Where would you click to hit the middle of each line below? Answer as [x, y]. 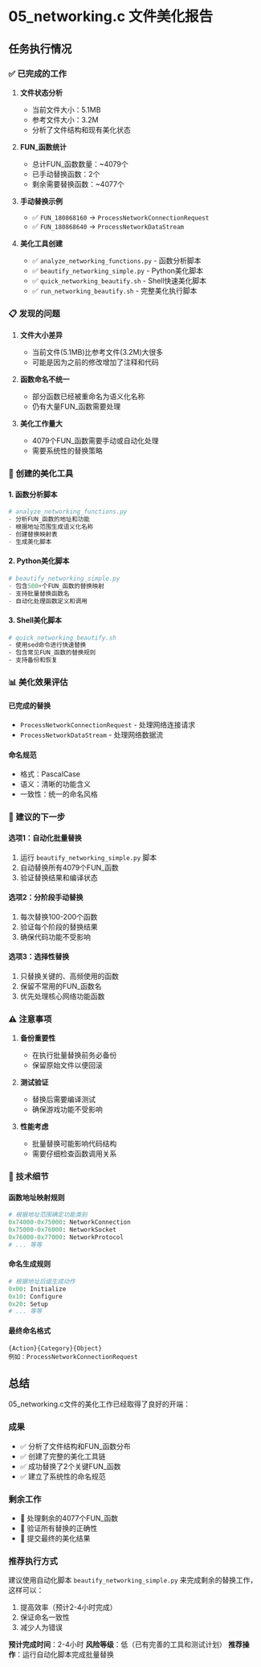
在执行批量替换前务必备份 [74, 1056]
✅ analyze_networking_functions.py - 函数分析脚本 [116, 260]
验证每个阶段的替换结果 [59, 927]
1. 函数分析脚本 [33, 494]
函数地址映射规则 [37, 1197]
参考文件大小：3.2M [65, 119]
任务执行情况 [40, 49]
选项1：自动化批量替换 [45, 838]
